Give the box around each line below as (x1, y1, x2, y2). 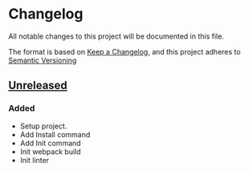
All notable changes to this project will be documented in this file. (8, 31, 225, 41)
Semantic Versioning (8, 55, 77, 65)
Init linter (19, 155, 50, 165)
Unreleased (8, 79, 68, 92)
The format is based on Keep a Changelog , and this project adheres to (8, 47, 241, 56)
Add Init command (19, 138, 82, 148)
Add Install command (19, 129, 91, 139)
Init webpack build (19, 146, 82, 157)
